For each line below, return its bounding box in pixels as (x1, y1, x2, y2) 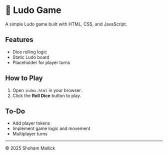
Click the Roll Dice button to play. (12, 92, 81, 98)
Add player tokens (12, 120, 50, 126)
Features (5, 35, 33, 44)
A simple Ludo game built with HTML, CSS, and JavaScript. (5, 21, 127, 27)
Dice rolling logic (12, 48, 47, 54)
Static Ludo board (12, 54, 49, 60)
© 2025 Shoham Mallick (5, 145, 55, 151)
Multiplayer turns (12, 131, 47, 137)
